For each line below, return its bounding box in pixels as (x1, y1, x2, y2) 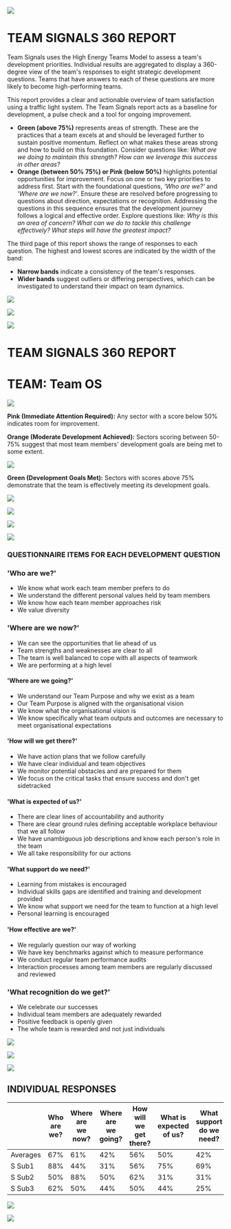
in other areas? (16, 160, 60, 168)
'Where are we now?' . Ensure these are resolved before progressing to (16, 189, 218, 198)
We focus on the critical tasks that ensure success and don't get (16, 774, 200, 782)
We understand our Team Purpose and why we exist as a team (16, 692, 195, 700)
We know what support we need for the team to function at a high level (16, 902, 219, 911)
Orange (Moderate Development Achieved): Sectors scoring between (7, 433, 208, 441)
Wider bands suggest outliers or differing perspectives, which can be (16, 274, 215, 282)
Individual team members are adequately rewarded (16, 1010, 162, 1018)
